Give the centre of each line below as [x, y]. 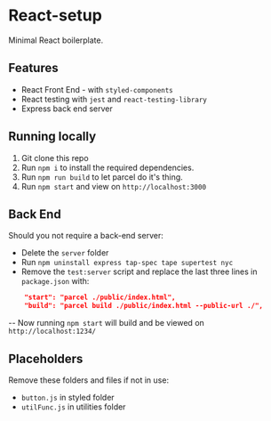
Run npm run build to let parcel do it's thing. [102, 177]
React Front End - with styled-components [97, 89]
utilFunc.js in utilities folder [73, 407]
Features [33, 68]
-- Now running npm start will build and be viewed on [107, 323]
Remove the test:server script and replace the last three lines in [139, 271]
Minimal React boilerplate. [56, 40]
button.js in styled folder [68, 397]
